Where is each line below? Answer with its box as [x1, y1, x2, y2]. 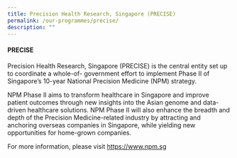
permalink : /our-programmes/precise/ [7, 17, 119, 24]
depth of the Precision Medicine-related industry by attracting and [7, 113, 201, 122]
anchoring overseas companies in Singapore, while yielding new [7, 120, 196, 129]
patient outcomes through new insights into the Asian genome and [7, 98, 202, 107]
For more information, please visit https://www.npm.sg [7, 142, 167, 150]
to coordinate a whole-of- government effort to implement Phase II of [7, 69, 210, 78]
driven [7, 105, 26, 114]
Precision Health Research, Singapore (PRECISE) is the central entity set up [7, 61, 228, 70]
